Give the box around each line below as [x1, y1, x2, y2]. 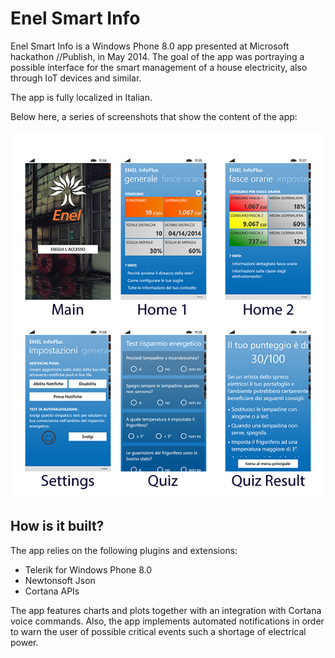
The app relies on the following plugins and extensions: [10, 544, 238, 556]
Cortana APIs [24, 585, 80, 597]
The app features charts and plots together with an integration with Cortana [10, 604, 322, 616]
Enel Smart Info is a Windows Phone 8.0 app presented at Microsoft [10, 40, 290, 52]
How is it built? [10, 518, 105, 535]
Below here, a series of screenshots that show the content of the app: [10, 110, 298, 122]
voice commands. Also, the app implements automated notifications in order [10, 615, 325, 627]
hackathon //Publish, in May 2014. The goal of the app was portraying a [10, 50, 305, 62]
